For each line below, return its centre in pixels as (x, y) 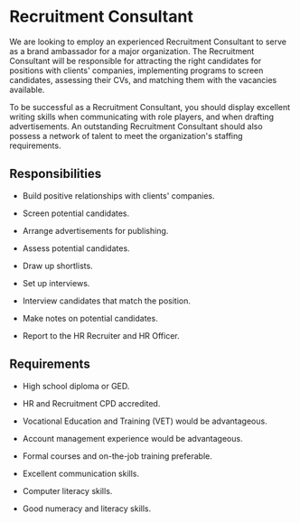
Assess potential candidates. (76, 248)
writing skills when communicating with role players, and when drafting (141, 117)
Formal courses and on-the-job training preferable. (117, 456)
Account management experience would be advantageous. (132, 438)
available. (27, 89)
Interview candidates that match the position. (107, 301)
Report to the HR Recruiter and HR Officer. (101, 335)
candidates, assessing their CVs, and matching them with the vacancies (143, 79)
